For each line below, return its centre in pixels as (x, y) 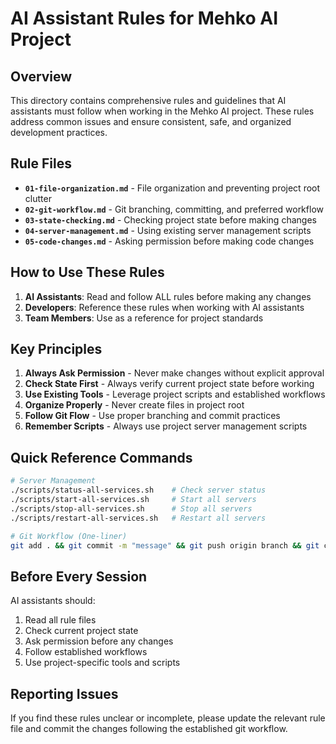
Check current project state (81, 631)
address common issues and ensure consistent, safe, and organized (151, 121)
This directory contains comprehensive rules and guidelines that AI (148, 100)
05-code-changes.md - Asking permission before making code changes (169, 241)
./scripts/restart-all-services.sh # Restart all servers (138, 518)
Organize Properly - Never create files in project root (134, 405)
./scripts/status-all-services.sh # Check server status (138, 490)
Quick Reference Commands (101, 457)
